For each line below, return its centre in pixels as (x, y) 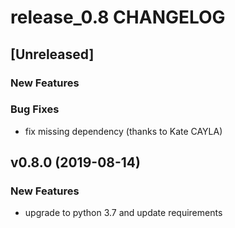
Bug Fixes (35, 109)
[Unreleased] (52, 54)
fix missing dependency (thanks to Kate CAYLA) (123, 131)
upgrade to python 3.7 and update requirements (123, 213)
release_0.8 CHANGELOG (118, 17)
